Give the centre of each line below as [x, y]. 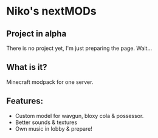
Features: [25, 101]
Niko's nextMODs [51, 11]
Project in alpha [36, 34]
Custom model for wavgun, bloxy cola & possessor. [79, 116]
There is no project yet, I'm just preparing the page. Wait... [79, 48]
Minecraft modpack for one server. [50, 82]
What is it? [27, 67]
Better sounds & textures [46, 122]
